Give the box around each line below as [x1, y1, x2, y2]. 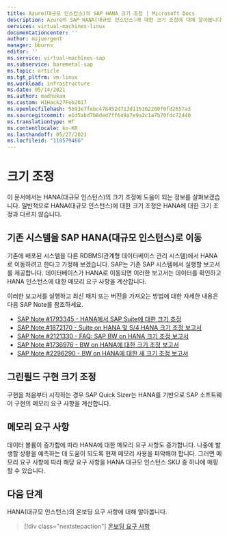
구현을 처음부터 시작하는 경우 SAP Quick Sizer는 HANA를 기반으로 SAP [7, 390, 198, 399]
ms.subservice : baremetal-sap [7, 61, 94, 68]
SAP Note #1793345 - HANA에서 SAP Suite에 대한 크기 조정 [16, 314, 182, 323]
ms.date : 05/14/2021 [7, 86, 66, 93]
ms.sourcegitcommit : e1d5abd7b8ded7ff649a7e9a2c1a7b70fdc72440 [7, 112, 191, 118]
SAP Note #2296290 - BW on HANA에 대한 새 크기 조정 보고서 [16, 349, 189, 357]
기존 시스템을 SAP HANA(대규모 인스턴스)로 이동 [7, 232, 202, 244]
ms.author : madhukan [7, 93, 66, 100]
